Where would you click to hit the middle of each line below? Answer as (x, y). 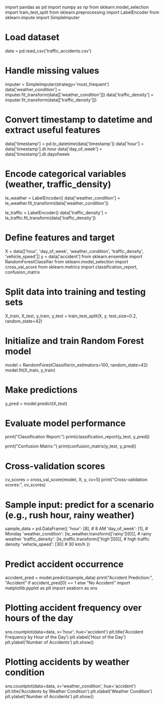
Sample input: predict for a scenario (80, 505)
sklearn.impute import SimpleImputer (42, 17)
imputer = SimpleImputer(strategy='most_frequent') (57, 84)
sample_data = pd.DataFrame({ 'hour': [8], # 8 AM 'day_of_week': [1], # (77, 528)
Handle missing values (52, 71)
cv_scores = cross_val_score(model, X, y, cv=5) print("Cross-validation (76, 479)
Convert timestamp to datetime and (79, 120)
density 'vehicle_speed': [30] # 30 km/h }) (48, 544)
